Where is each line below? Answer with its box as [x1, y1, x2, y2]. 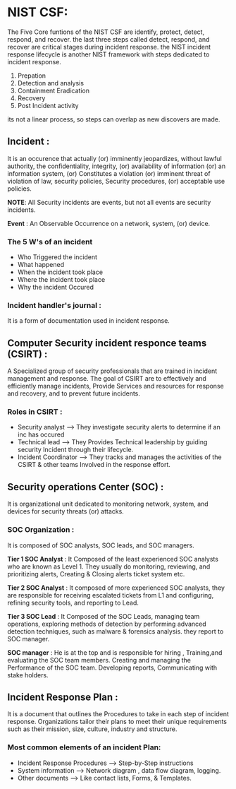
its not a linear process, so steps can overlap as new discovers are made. [7, 114, 221, 124]
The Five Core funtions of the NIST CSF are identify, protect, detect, [7, 28, 205, 36]
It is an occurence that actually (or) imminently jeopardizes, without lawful [7, 154, 222, 162]
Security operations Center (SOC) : [7, 481, 164, 493]
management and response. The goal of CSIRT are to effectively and [7, 374, 206, 383]
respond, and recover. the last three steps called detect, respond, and [7, 35, 210, 43]
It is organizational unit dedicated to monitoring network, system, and [7, 499, 209, 509]
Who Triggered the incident [17, 253, 97, 261]
